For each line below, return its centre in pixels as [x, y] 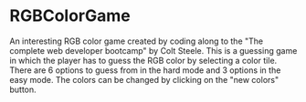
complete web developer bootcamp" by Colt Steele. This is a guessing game [153, 50]
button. [23, 89]
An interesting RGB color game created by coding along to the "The [136, 41]
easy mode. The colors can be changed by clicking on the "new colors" [144, 79]
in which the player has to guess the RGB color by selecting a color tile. [143, 60]
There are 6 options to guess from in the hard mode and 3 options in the [145, 70]
